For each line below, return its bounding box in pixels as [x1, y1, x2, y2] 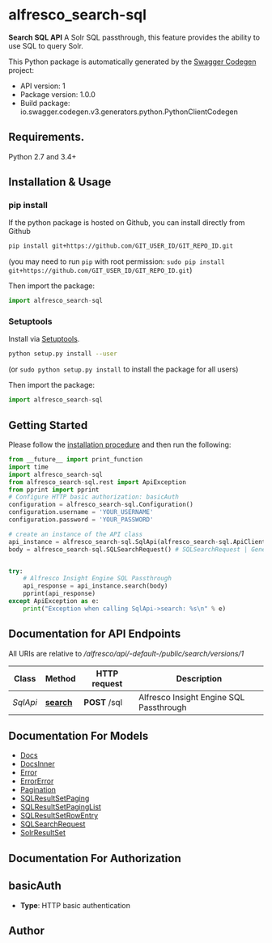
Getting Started [8, 418, 88, 432]
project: [8, 65, 35, 74]
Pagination [19, 785, 57, 795]
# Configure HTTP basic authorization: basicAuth [8, 493, 180, 501]
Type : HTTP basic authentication [19, 900, 131, 910]
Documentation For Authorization [8, 852, 181, 865]
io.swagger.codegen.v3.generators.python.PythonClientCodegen [19, 107, 239, 117]
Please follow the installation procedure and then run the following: [8, 440, 232, 450]
